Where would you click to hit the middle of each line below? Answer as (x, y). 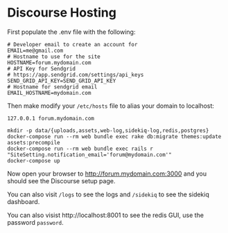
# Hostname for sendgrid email (52, 87)
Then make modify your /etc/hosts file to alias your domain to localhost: (111, 106)
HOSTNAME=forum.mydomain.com (49, 63)
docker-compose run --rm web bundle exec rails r (80, 149)
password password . (35, 222)
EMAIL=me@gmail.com (35, 50)
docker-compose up (34, 160)
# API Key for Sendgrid (42, 68)
